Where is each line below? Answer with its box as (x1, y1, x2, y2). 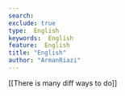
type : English (8, 26, 60, 34)
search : (8, 11, 35, 20)
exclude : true (8, 19, 56, 27)
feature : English (8, 42, 70, 50)
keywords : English (8, 34, 74, 42)
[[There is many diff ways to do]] (8, 78, 118, 88)
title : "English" (8, 49, 67, 57)
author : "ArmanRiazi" (8, 57, 81, 65)
